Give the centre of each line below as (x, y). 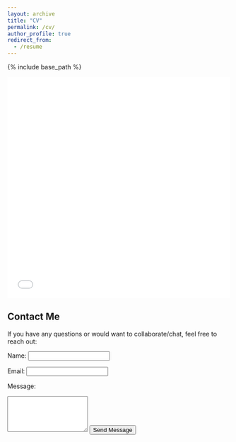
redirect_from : (30, 40)
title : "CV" (25, 21)
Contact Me (34, 317)
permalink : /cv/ (31, 27)
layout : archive (31, 14)
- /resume (28, 47)
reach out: (22, 341)
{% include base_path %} (45, 67)
